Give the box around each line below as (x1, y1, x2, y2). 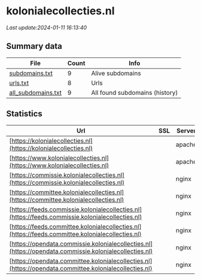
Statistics (6, 109, 43, 119)
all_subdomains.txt (9, 88, 62, 97)
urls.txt (9, 79, 29, 87)
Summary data (6, 41, 63, 51)
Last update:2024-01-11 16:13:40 (6, 24, 87, 31)
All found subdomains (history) (91, 88, 178, 97)
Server (176, 127, 196, 135)
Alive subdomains (91, 69, 142, 77)
